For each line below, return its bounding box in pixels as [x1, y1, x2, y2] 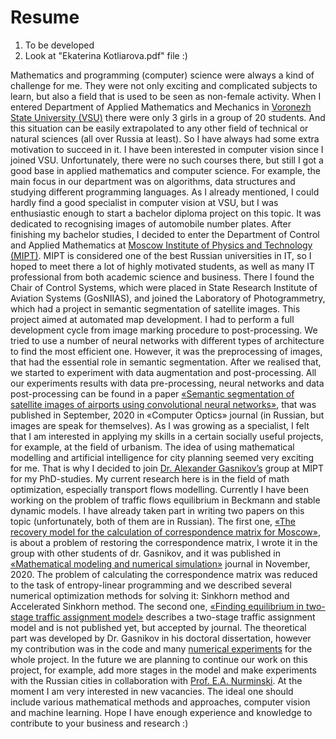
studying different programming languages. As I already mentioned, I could [10, 186, 320, 198]
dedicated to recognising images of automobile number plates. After [10, 217, 292, 230]
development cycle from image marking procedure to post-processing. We [10, 324, 318, 336]
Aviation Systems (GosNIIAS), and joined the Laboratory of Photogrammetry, [10, 292, 326, 304]
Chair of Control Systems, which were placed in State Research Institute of [10, 281, 318, 293]
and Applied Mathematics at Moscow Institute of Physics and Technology [10, 239, 313, 251]
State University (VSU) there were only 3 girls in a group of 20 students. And [10, 111, 326, 123]
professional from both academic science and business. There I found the [10, 271, 315, 283]
